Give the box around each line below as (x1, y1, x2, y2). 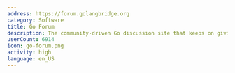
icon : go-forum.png (7, 42, 64, 49)
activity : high (7, 49, 52, 56)
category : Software (7, 17, 64, 24)
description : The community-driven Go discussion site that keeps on (7, 29, 215, 37)
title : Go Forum (7, 23, 55, 30)
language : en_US (7, 56, 55, 63)
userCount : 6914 (7, 36, 55, 43)
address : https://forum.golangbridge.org (7, 10, 130, 17)
